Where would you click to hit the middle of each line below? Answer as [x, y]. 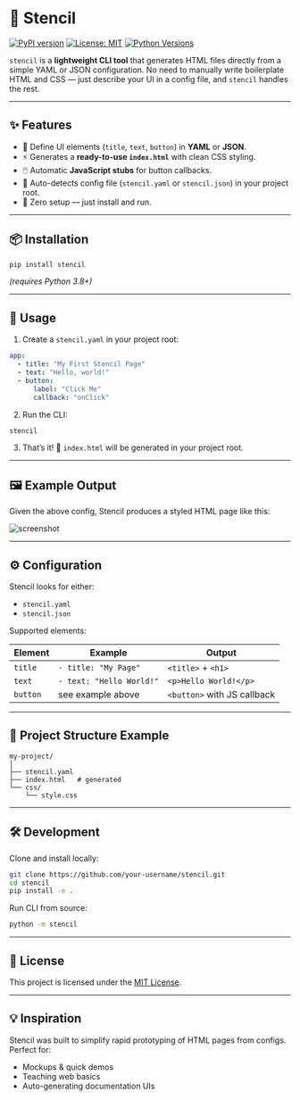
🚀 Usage [33, 317]
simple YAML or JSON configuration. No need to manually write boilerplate [146, 70]
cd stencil [29, 883]
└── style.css [51, 795]
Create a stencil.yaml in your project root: [100, 339]
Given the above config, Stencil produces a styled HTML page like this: [140, 512]
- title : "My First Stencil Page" [81, 364]
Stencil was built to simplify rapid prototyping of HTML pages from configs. [148, 1040]
